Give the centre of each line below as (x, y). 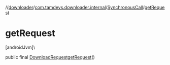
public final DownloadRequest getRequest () (50, 57)
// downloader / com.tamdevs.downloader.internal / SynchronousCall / (75, 7)
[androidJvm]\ (20, 47)
